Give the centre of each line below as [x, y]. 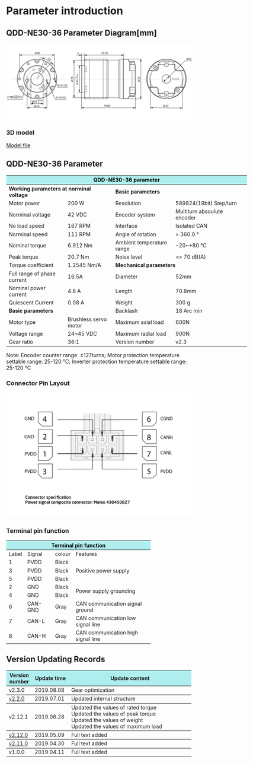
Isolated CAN [192, 226]
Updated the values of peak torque [113, 714]
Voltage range [26, 333]
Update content [130, 678]
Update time [50, 678]
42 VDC [77, 214]
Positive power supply [103, 570]
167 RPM [79, 226]
